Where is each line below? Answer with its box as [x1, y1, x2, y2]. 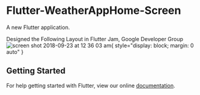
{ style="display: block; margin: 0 [111, 42, 195, 49]
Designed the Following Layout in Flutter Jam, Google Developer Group [6, 35, 184, 42]
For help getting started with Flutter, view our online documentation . [6, 82, 175, 89]
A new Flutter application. [6, 24, 70, 31]
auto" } [6, 48, 24, 55]
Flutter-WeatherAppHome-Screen [6, 4, 181, 18]
